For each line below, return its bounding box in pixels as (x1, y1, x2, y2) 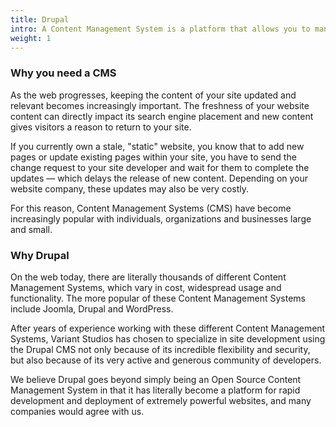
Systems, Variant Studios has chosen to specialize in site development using (10, 332, 326, 345)
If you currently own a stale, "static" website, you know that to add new (10, 140, 305, 152)
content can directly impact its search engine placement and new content (10, 110, 314, 122)
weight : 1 (10, 33, 52, 43)
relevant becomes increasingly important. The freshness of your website (10, 99, 310, 111)
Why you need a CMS (10, 66, 117, 80)
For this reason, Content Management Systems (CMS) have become (10, 202, 292, 214)
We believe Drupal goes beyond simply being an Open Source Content (10, 373, 302, 385)
